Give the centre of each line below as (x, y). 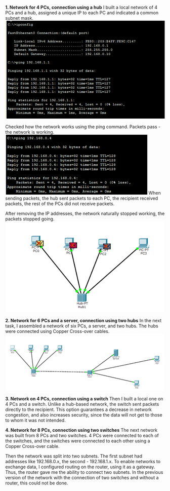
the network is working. (30, 132)
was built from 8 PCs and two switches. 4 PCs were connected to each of (82, 436)
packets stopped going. (30, 219)
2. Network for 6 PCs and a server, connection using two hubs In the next (83, 320)
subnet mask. (19, 18)
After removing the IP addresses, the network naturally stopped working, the (85, 213)
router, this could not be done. (37, 483)
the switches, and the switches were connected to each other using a (78, 441)
